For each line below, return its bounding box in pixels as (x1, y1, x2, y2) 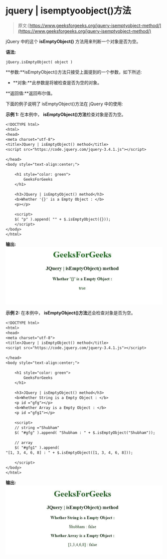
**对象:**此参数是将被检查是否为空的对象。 (12, 79, 102, 85)
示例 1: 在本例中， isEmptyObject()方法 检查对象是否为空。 (5, 111, 126, 117)
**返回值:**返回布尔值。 (5, 90, 55, 96)
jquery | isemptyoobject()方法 (5, 5, 132, 16)
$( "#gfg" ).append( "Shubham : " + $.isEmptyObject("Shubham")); (14, 430, 156, 435)
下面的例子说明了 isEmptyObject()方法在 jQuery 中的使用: (5, 101, 124, 107)
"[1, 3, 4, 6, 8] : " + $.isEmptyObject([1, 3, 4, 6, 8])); (5, 450, 134, 455)
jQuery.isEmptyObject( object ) (5, 59, 73, 64)
